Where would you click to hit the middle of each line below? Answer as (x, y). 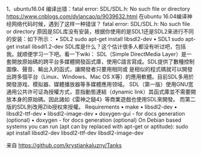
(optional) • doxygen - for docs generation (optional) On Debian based (94, 120)
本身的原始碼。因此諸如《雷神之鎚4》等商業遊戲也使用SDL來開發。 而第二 (103, 99)
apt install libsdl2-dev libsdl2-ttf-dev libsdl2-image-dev (75, 133)
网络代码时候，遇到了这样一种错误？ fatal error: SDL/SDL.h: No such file (101, 24)
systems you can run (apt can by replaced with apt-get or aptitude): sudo (97, 126)
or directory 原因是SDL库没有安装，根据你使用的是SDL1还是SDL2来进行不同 (100, 31)
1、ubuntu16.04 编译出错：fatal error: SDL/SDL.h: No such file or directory (98, 9)
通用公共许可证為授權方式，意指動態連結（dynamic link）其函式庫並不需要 (99, 92)
